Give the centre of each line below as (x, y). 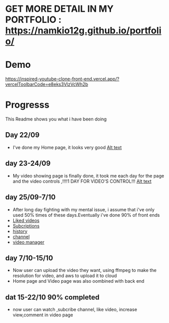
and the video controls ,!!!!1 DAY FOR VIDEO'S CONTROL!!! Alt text (82, 181)
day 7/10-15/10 (29, 258)
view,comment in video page (43, 315)
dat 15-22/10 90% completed (52, 297)
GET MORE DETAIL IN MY (60, 9)
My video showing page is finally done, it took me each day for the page (88, 176)
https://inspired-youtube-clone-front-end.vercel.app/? (62, 79)
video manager (29, 242)
